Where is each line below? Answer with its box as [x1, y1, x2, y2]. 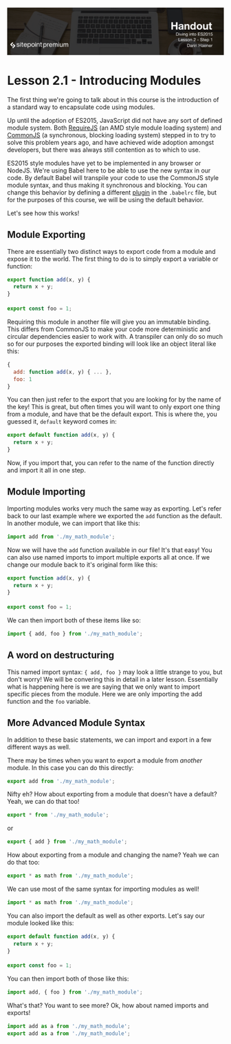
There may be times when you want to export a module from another [7, 756, 203, 765]
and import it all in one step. [7, 466, 86, 474]
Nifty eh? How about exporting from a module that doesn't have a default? [7, 790, 218, 798]
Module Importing [7, 486, 86, 498]
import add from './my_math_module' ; [7, 533, 115, 540]
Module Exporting [7, 229, 86, 241]
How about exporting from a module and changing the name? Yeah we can [7, 851, 219, 859]
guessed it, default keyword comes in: [7, 417, 117, 426]
